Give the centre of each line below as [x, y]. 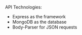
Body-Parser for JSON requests [45, 27]
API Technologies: [23, 7]
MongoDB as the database [39, 22]
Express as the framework [39, 17]
